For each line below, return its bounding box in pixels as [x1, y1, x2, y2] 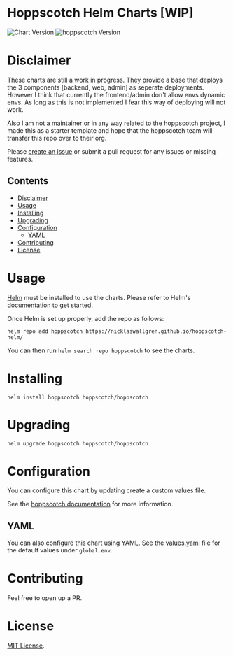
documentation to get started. [7, 301, 93, 309]
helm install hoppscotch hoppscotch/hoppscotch [7, 394, 149, 401]
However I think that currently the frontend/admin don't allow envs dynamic [7, 90, 225, 99]
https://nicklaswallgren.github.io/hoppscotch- [85, 327, 227, 335]
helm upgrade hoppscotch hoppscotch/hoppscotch [7, 440, 149, 447]
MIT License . [7, 641, 45, 650]
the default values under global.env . [7, 546, 113, 555]
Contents [7, 175, 49, 187]
